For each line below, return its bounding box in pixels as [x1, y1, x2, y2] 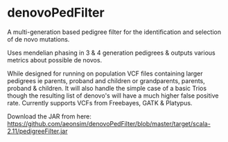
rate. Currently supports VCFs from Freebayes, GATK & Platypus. [7, 98, 193, 107]
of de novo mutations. [7, 35, 70, 43]
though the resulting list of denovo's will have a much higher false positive [7, 91, 219, 100]
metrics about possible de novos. [7, 55, 103, 64]
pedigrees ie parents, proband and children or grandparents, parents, [7, 76, 206, 85]
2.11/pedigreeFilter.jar [7, 127, 68, 135]
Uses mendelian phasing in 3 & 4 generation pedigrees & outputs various [7, 48, 216, 57]
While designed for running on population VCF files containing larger [7, 69, 203, 78]
